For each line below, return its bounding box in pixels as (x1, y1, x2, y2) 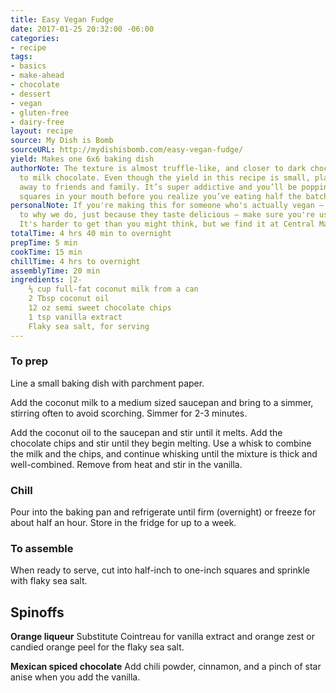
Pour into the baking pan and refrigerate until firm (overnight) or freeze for (10, 506, 317, 518)
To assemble (10, 542, 74, 556)
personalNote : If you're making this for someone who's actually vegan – (10, 201, 325, 211)
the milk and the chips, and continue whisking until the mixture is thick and (10, 447, 318, 460)
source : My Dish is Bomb (10, 136, 114, 146)
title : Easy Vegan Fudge (10, 14, 114, 25)
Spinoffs (10, 604, 65, 621)
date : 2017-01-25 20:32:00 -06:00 (10, 24, 155, 34)
